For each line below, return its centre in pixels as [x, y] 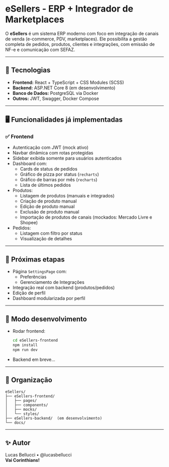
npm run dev [25, 350]
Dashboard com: [30, 164]
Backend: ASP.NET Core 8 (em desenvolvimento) [64, 88]
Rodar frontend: [29, 331]
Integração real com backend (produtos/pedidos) [63, 288]
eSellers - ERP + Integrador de [69, 9]
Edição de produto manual [47, 206]
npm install [25, 345]
